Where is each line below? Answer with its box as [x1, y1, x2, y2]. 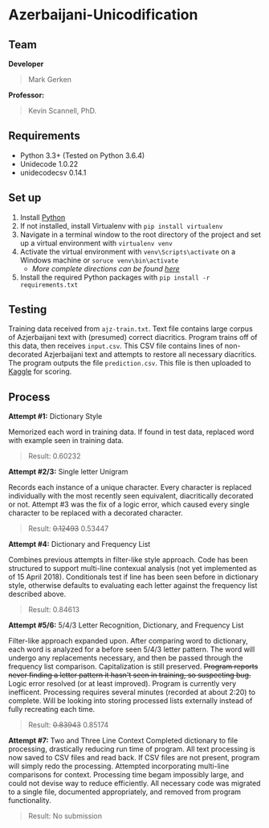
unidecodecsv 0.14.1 [19, 168, 87, 177]
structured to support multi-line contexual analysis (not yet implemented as [8, 564, 257, 573]
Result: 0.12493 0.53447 [27, 524, 109, 533]
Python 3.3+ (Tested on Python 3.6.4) [19, 151, 145, 160]
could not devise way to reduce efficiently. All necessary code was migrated [8, 779, 261, 789]
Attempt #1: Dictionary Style [8, 412, 103, 421]
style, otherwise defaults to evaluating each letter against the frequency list [8, 581, 258, 590]
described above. [8, 590, 67, 599]
